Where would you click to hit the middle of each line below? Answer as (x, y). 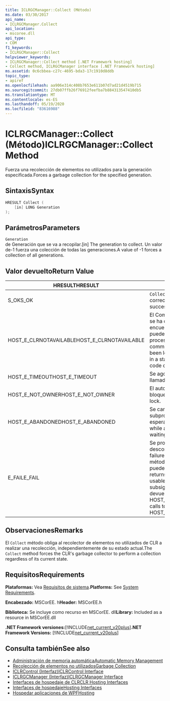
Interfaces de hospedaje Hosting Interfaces (57, 688)
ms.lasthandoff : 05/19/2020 (35, 104)
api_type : (16, 39)
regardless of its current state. (37, 559)
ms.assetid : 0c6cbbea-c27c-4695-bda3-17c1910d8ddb (60, 71)
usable (158, 481)
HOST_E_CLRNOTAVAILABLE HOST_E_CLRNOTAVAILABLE (76, 340)
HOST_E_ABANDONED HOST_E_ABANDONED (62, 422)
